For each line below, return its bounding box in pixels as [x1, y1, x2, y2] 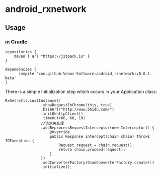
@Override [49, 129, 70, 135]
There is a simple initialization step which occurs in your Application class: [5, 88, 158, 94]
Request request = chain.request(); [58, 143, 135, 148]
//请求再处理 [40, 121, 64, 126]
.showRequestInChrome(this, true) [40, 102, 112, 107]
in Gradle [5, 38, 28, 45]
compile [18, 71, 35, 76]
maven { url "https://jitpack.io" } [14, 54, 90, 59]
